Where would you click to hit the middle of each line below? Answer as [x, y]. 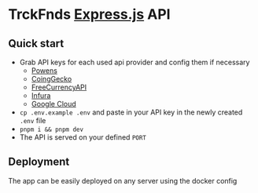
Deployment [39, 162]
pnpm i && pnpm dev [52, 129]
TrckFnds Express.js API [89, 15]
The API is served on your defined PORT [83, 137]
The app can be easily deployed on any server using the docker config [123, 180]
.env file [33, 120]
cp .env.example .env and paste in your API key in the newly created [131, 112]
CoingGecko [52, 79]
